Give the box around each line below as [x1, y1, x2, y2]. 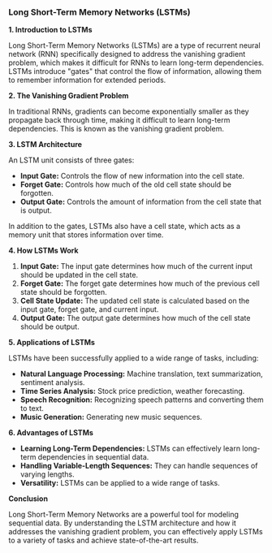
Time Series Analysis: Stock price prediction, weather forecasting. [19, 387, 245, 396]
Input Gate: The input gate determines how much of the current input [19, 261, 253, 271]
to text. [19, 404, 45, 413]
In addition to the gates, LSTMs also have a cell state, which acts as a [8, 222, 241, 231]
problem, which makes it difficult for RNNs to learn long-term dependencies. [8, 58, 265, 67]
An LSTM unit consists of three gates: [8, 155, 135, 165]
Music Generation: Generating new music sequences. [19, 413, 203, 422]
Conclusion [8, 494, 49, 503]
